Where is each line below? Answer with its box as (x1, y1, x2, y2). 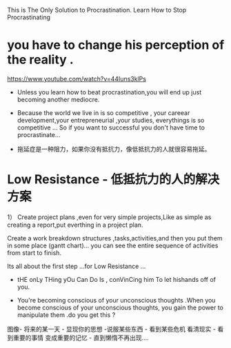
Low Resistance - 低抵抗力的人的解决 (7, 172, 220, 187)
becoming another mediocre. (17, 95, 100, 103)
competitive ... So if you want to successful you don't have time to (17, 123, 205, 132)
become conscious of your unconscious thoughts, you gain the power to (17, 303, 224, 311)
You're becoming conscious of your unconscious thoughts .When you (17, 296, 216, 304)
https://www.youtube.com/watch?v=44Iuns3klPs (7, 74, 147, 83)
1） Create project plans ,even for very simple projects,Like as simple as (7, 213, 212, 221)
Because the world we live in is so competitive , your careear (17, 108, 190, 116)
